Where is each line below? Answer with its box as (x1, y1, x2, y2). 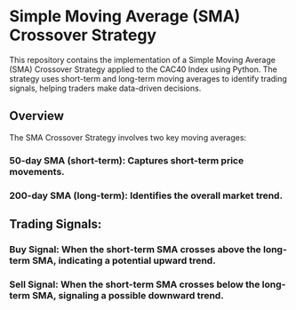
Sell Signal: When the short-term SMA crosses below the (9, 278, 260, 290)
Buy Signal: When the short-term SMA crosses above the (9, 242, 262, 255)
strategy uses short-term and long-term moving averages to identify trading (9, 73, 287, 83)
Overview (9, 108, 65, 123)
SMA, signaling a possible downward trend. (32, 289, 224, 301)
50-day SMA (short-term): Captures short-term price (9, 154, 244, 166)
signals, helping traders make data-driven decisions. (9, 83, 202, 93)
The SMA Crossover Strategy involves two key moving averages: (9, 131, 247, 143)
